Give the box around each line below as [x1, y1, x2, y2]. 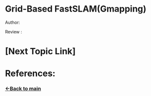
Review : [5, 29, 22, 34]
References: [5, 68, 56, 79]
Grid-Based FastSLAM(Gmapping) [5, 3, 147, 15]
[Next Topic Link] [5, 46, 76, 57]
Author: [5, 19, 20, 25]
